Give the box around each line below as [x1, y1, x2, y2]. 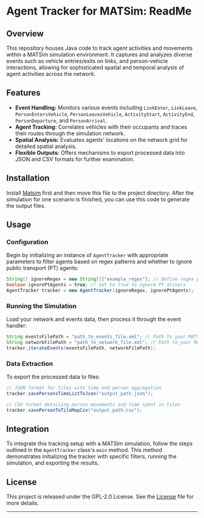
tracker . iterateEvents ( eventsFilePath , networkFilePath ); [6, 345, 156, 351]
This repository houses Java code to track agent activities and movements [6, 44, 193, 52]
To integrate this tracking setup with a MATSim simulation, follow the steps [6, 440, 193, 447]
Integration [6, 424, 50, 434]
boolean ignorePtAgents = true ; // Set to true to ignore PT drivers [6, 282, 186, 288]
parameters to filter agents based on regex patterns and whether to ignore [6, 258, 192, 265]
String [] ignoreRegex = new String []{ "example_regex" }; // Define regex [6, 276, 194, 283]
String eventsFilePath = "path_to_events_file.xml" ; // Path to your [6, 334, 186, 340]
